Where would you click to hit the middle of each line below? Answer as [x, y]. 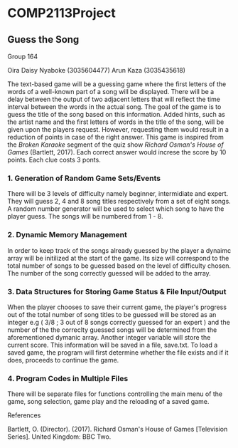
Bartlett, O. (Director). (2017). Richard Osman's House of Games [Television [118, 429]
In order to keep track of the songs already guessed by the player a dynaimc [119, 250]
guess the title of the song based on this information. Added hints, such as [117, 114]
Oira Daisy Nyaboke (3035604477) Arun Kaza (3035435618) [97, 70]
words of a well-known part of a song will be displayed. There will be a [111, 92]
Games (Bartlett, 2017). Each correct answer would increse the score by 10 [117, 152]
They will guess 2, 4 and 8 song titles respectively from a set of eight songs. [119, 202]
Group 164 [23, 56]
